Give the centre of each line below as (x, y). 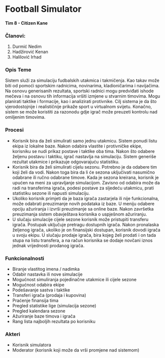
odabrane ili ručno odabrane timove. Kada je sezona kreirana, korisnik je (85, 177)
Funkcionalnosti (25, 258)
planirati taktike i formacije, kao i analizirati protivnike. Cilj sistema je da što (81, 102)
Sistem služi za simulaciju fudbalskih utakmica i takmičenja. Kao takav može (82, 80)
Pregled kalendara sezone (39, 311)
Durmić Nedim (27, 47)
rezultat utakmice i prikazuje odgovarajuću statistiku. (66, 162)
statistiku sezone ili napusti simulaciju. (51, 193)
